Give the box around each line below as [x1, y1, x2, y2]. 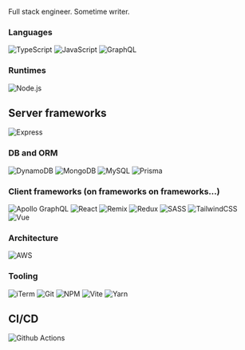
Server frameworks [8, 106, 107, 119]
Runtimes [8, 65, 46, 76]
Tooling [8, 271, 38, 282]
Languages [8, 26, 53, 38]
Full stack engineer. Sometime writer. [8, 7, 130, 16]
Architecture [8, 232, 59, 243]
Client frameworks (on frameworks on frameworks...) [8, 186, 220, 197]
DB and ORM [8, 147, 58, 159]
